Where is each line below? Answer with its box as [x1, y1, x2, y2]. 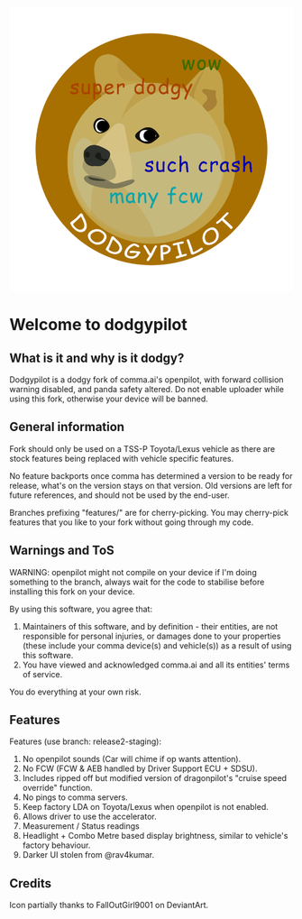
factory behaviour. [22, 840, 91, 850]
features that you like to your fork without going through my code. [9, 517, 254, 528]
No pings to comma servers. [22, 792, 128, 803]
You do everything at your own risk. [9, 686, 142, 697]
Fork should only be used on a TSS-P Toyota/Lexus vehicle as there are [9, 443, 276, 454]
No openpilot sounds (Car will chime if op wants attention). [22, 754, 242, 765]
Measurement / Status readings [22, 821, 140, 832]
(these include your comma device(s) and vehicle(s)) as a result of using [22, 639, 292, 651]
